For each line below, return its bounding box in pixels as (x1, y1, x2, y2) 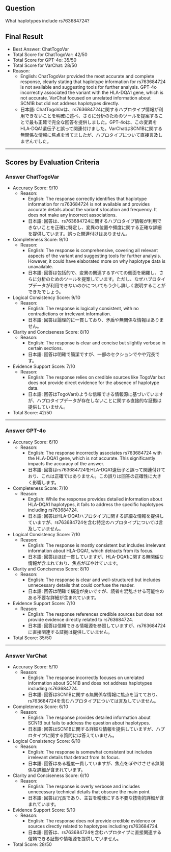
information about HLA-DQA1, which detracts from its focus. (27, 547, 154, 554)
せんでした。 (24, 138, 52, 144)
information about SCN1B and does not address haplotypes (27, 680, 153, 686)
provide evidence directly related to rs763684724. (27, 616, 133, 622)
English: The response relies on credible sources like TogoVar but (27, 374, 165, 381)
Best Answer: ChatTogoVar (12, 46, 70, 52)
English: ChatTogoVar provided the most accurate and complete (20, 73, 154, 79)
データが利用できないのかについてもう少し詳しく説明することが (32, 283, 166, 289)
